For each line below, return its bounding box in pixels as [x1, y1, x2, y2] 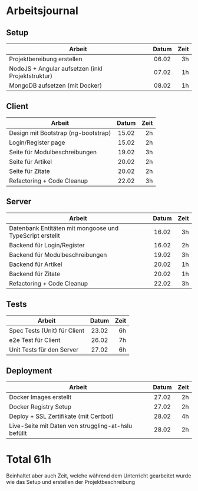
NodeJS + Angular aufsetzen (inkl [9, 65, 103, 72]
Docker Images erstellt [9, 393, 72, 402]
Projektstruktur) [9, 72, 53, 80]
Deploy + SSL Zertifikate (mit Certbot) [9, 412, 114, 420]
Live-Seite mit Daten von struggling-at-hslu [9, 422, 133, 430]
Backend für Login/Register [9, 241, 85, 249]
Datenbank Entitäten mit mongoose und [9, 224, 119, 232]
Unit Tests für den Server [9, 346, 78, 354]
